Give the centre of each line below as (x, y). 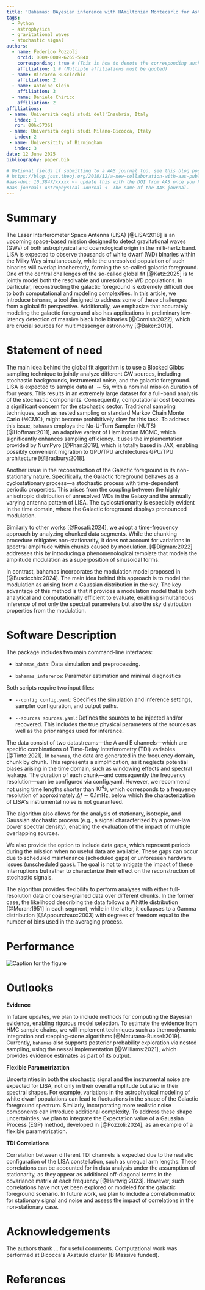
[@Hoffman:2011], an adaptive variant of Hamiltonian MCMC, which (91, 432)
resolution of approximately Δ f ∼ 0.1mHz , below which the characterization (101, 795)
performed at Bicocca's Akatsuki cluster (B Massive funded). (83, 1255)
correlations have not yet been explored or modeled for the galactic (91, 1187)
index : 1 (25, 120)
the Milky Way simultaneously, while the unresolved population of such (95, 261)
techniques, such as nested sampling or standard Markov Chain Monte (95, 412)
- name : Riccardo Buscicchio (49, 75)
